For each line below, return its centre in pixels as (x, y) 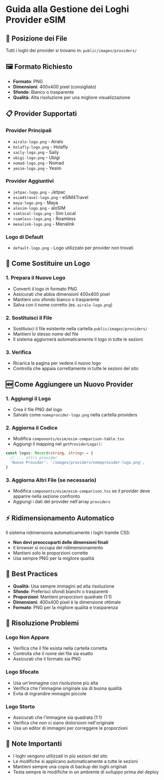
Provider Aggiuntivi (30, 181)
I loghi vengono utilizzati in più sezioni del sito (60, 756)
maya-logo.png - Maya (35, 203)
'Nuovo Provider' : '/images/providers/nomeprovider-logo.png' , (77, 463)
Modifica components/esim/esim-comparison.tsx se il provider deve (81, 491)
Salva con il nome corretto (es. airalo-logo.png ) (63, 305)
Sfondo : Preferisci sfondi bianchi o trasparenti (60, 591)
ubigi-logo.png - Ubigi (36, 157)
